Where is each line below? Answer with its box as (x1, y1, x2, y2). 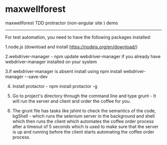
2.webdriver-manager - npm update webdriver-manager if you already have (5, 53, 161, 59)
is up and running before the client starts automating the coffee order (12, 129, 155, 135)
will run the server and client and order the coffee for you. (12, 98, 131, 104)
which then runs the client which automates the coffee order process (12, 118, 154, 124)
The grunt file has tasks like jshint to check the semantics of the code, (12, 108, 156, 114)
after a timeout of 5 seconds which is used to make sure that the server (12, 123, 159, 130)
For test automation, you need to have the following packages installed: (5, 34, 152, 40)
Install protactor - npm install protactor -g (12, 83, 98, 89)
